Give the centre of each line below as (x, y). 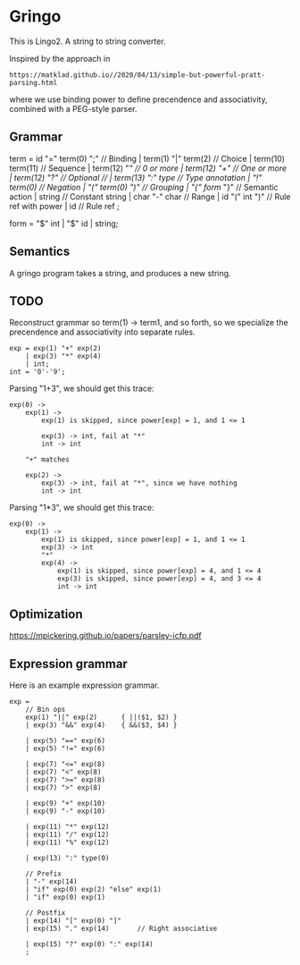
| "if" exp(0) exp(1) (65, 897)
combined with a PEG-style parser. (73, 108)
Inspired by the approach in (60, 58)
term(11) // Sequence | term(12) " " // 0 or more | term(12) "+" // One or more (148, 168)
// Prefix (44, 874)
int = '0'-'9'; (37, 372)
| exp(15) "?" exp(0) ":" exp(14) (89, 944)
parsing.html (33, 82)
